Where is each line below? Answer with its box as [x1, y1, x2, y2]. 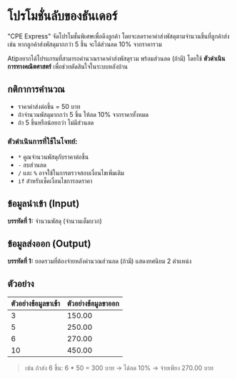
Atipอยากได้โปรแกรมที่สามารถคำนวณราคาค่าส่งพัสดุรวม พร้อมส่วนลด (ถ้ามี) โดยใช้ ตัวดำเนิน [7, 54, 226, 63]
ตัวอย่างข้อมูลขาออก [66, 298, 120, 308]
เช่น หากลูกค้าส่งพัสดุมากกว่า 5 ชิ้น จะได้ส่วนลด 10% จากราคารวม [7, 40, 162, 48]
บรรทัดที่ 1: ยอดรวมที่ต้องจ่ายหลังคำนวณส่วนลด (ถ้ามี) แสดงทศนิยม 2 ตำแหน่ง [7, 256, 192, 265]
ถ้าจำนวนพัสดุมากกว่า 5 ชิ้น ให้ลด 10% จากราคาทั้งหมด [17, 110, 148, 118]
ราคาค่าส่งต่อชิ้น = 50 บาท [17, 102, 81, 110]
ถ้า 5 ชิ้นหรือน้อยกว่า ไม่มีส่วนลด [17, 118, 94, 127]
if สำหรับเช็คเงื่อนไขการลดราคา [17, 177, 93, 185]
